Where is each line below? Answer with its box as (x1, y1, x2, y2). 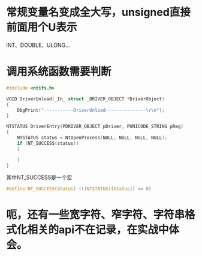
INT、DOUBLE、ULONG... (6, 41, 70, 49)
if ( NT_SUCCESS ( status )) (17, 140, 79, 146)
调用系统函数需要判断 (6, 65, 112, 79)
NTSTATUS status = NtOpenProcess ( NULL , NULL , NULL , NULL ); (17, 135, 168, 141)
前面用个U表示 (6, 20, 77, 34)
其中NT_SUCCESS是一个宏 (6, 174, 73, 181)
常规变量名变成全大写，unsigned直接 (6, 5, 191, 19)
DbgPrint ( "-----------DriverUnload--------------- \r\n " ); (17, 107, 165, 113)
